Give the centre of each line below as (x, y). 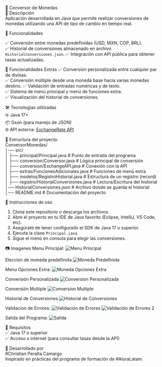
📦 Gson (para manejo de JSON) (38, 122)
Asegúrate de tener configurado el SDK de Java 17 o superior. (76, 228)
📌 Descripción (20, 13)
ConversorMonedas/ (26, 145)
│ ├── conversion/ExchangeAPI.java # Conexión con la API (66, 166)
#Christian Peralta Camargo (34, 354)
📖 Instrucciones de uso (29, 202)
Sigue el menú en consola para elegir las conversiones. (69, 238)
